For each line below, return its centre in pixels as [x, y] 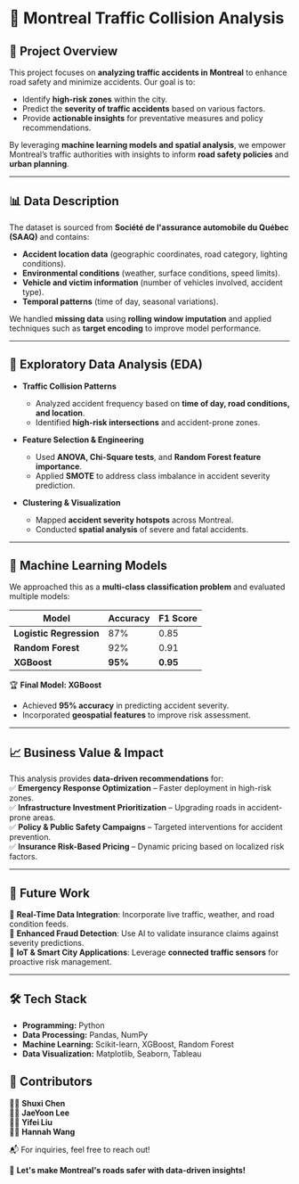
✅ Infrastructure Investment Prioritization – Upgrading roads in [127, 808]
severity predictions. [47, 943]
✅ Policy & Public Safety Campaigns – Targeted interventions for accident [146, 827]
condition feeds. [39, 924]
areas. [44, 818]
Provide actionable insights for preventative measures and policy [143, 118]
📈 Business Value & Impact [87, 752]
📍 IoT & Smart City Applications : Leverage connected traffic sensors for [144, 952]
